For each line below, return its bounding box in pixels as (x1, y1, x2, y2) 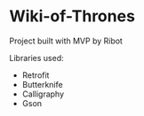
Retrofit (21, 69, 50, 81)
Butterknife (21, 79, 64, 89)
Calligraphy (21, 89, 65, 99)
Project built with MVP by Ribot (9, 35, 123, 46)
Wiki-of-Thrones (9, 6, 136, 27)
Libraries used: (9, 52, 64, 63)
